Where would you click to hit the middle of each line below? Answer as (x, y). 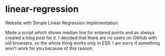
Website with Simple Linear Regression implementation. (62, 23)
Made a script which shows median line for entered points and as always (80, 32)
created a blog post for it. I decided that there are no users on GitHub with (81, 38)
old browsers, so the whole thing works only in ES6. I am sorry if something (83, 43)
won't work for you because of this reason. (49, 48)
